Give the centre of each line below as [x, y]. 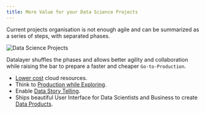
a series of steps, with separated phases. [58, 36]
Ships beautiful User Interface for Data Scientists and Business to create [106, 97]
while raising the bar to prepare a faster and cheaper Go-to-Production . [96, 66]
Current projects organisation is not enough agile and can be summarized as [103, 29]
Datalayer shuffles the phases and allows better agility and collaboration [97, 59]
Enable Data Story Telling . [48, 91]
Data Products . [34, 104]
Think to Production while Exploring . [61, 84]
